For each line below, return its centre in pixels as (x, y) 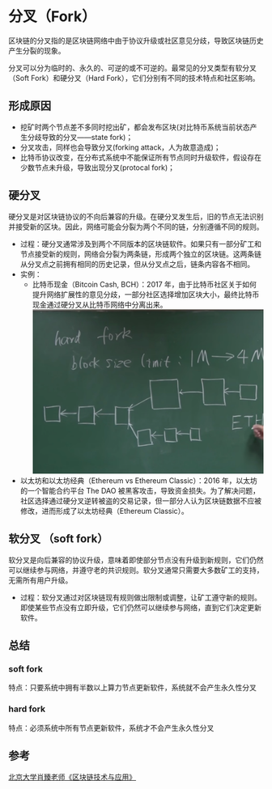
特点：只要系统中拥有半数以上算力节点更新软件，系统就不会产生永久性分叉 (132, 688)
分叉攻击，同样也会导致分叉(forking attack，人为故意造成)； (120, 147)
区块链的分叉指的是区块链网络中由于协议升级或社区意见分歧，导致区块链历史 (136, 40)
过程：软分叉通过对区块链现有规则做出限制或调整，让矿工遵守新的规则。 (140, 597)
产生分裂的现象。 (37, 50)
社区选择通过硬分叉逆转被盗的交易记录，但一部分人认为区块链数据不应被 (140, 501)
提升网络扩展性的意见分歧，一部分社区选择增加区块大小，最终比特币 (146, 294)
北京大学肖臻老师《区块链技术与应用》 (72, 777)
